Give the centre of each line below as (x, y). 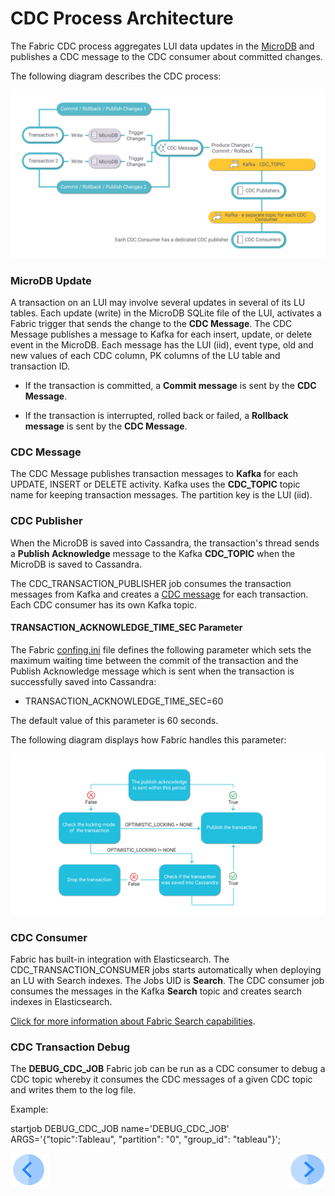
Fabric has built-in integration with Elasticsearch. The (120, 959)
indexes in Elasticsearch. (61, 1001)
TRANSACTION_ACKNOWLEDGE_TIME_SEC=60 (124, 701)
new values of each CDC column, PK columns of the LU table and (145, 355)
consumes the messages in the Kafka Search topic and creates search (156, 991)
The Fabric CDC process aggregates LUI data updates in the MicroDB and (162, 46)
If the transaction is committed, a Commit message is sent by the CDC (170, 385)
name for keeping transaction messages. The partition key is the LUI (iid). (161, 495)
